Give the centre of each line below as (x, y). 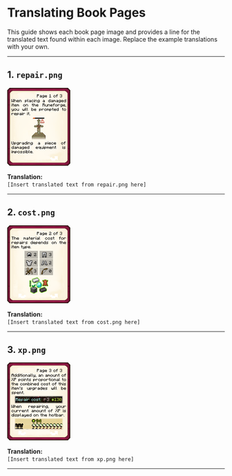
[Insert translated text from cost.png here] (74, 322)
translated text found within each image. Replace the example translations (112, 39)
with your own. (28, 46)
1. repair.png (35, 75)
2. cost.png (31, 212)
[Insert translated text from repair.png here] (77, 185)
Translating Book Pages (77, 13)
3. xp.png (27, 350)
